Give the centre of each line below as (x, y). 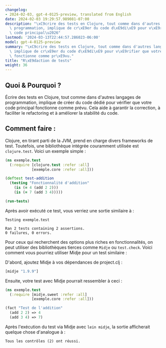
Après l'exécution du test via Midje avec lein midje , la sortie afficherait (78, 327)
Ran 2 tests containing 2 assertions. (45, 228)
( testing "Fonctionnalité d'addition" (50, 183)
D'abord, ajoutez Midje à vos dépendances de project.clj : (64, 262)
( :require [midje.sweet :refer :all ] (48, 294)
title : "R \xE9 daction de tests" (38, 61)
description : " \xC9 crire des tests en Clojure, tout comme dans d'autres (83, 24)
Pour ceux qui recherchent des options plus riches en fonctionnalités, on (79, 242)
